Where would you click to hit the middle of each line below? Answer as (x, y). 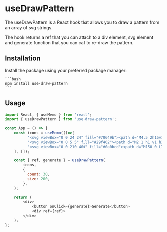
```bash (13, 79)
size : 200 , (39, 179)
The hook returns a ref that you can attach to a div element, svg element (79, 37)
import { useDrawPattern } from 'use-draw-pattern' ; (61, 119)
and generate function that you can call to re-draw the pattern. (69, 42)
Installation (23, 58)
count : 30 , (39, 174)
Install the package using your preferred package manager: (66, 70)
